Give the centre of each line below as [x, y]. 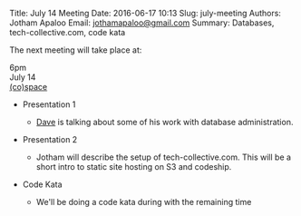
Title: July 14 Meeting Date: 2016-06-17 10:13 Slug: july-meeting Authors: [145, 13]
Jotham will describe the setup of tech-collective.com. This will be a [164, 157]
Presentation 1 [49, 104]
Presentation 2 [50, 139]
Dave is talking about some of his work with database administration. [165, 122]
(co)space [29, 87]
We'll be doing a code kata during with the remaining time [144, 202]
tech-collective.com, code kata [68, 32]
